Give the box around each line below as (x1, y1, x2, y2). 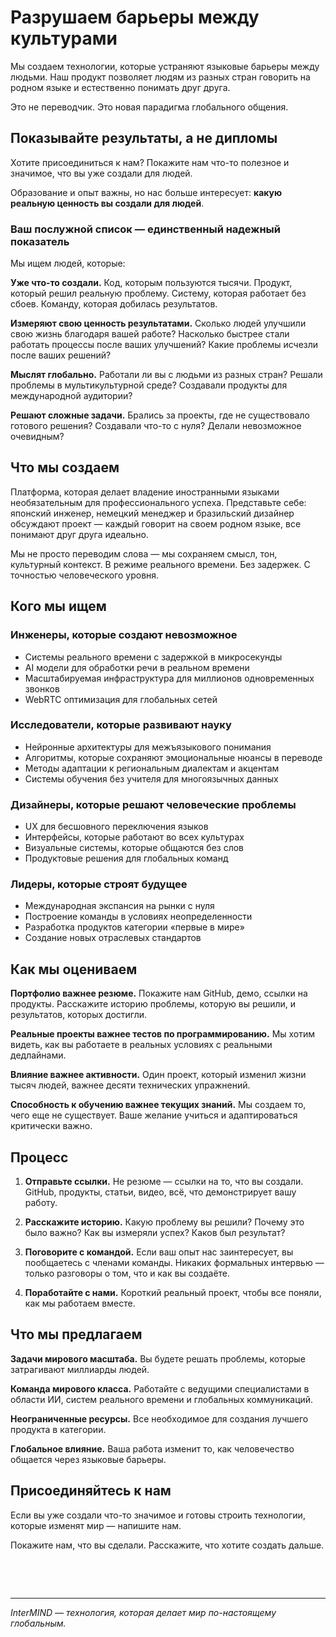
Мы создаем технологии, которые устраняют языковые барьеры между (10, 60, 320, 72)
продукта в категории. (10, 1423, 107, 1435)
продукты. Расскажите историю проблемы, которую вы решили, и (10, 998, 297, 1010)
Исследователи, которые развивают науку (10, 718, 232, 732)
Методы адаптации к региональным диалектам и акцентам (24, 762, 280, 774)
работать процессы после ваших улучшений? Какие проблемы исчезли (10, 339, 319, 351)
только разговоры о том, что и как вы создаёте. (24, 1267, 231, 1280)
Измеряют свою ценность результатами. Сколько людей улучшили (10, 317, 307, 330)
